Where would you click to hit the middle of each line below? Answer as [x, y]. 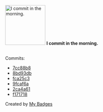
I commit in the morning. [72, 43]
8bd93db [22, 73]
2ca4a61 [21, 89]
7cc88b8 [21, 68]
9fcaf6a [20, 84]
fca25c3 [21, 78]
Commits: [15, 58]
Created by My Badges [29, 104]
